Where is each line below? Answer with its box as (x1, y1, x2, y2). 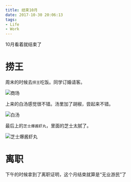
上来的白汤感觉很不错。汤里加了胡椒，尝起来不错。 (5, 101, 114, 107)
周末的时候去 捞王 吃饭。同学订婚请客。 (5, 79, 85, 85)
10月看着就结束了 (5, 42, 42, 48)
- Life (5, 22, 20, 27)
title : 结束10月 (5, 7, 38, 13)
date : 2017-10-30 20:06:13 (5, 12, 63, 17)
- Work (5, 27, 20, 32)
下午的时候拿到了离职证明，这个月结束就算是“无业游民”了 (5, 171, 127, 177)
